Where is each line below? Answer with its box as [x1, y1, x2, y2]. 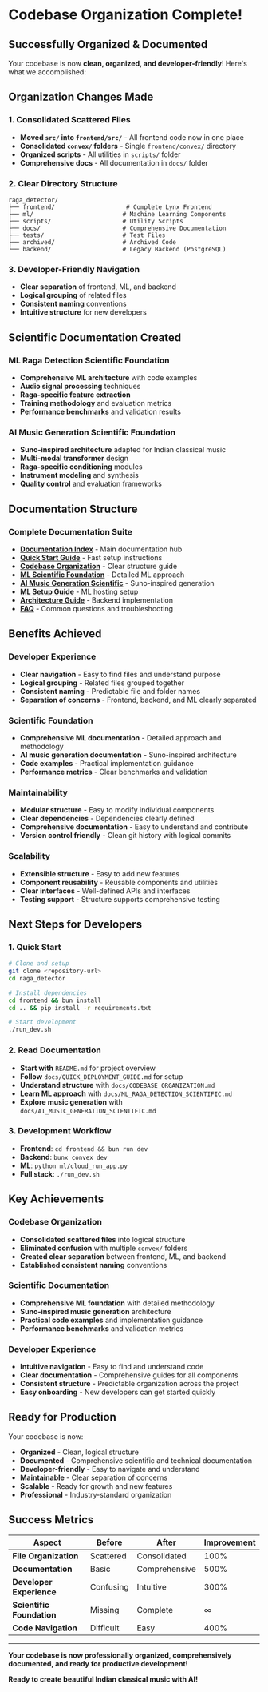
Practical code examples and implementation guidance [19, 1315, 203, 1325]
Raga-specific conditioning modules [19, 462, 143, 471]
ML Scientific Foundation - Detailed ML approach [19, 570, 185, 579]
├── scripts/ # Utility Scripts [8, 217, 183, 225]
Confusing [89, 1581, 129, 1592]
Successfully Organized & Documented [8, 38, 208, 51]
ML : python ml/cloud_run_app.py [19, 1161, 128, 1170]
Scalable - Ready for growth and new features [19, 1481, 173, 1490]
